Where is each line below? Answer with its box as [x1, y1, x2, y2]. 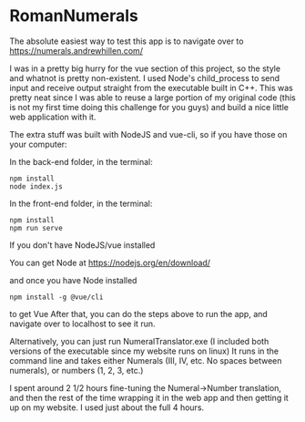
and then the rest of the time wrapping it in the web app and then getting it [9, 392, 289, 403]
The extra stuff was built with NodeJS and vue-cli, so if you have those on [9, 129, 288, 139]
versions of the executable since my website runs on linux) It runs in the [9, 345, 280, 356]
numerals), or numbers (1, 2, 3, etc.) [9, 365, 144, 376]
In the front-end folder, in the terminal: [9, 198, 153, 209]
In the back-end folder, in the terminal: [9, 156, 153, 167]
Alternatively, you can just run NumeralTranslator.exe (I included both [9, 335, 269, 346]
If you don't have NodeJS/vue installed [9, 239, 156, 251]
